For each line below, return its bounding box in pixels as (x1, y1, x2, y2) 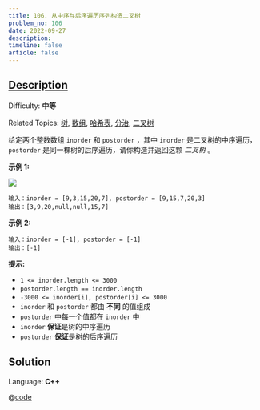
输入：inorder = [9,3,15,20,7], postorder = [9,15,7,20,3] (8, 194, 206, 203)
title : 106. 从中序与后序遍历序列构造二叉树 (8, 11, 142, 20)
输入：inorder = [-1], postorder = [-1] (8, 235, 142, 243)
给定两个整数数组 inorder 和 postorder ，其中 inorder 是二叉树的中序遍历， (8, 135, 258, 144)
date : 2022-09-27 (8, 26, 66, 34)
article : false (8, 49, 59, 57)
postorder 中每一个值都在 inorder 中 (19, 312, 140, 321)
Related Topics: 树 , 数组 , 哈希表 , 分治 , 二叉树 (8, 118, 154, 127)
